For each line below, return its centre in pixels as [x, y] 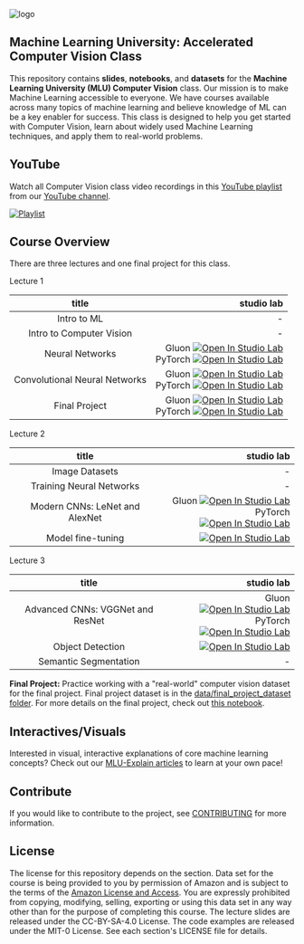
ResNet [89, 621]
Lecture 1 [26, 281]
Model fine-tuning [85, 539]
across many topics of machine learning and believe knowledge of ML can [148, 107]
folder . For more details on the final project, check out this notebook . [137, 703]
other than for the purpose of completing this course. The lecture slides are [150, 911]
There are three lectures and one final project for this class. [120, 263]
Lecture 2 [27, 434]
